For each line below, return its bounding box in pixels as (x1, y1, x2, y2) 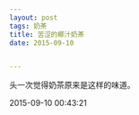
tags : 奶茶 (9, 22, 48, 31)
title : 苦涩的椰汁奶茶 (9, 30, 85, 39)
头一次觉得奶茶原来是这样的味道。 (9, 80, 135, 91)
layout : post (9, 13, 58, 22)
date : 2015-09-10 (9, 38, 74, 48)
